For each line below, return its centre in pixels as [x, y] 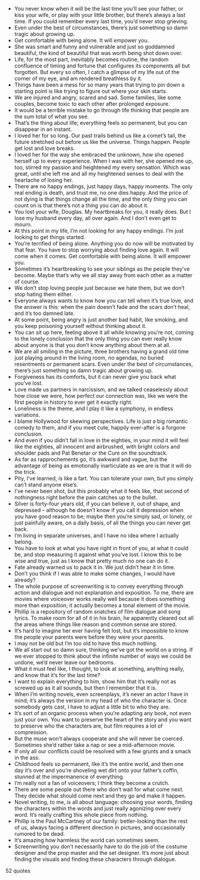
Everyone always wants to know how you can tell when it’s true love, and [104, 301]
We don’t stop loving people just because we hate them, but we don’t [99, 288]
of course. [27, 281]
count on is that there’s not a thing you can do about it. [81, 205]
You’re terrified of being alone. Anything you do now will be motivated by [104, 243]
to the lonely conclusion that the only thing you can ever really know [98, 339]
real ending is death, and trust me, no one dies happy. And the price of [101, 193]
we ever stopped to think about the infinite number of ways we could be [103, 656]
